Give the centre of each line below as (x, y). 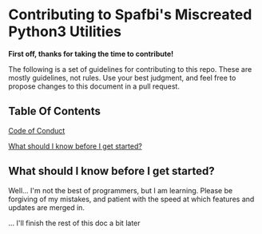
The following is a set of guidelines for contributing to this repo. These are (130, 69)
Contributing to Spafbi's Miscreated (130, 15)
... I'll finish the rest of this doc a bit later (75, 223)
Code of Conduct (37, 130)
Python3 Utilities (65, 32)
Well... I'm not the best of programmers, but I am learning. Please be (121, 190)
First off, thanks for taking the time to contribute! (91, 54)
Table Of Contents (55, 111)
